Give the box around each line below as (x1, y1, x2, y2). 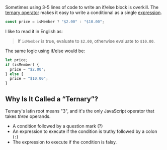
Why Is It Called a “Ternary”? (5, 95, 99, 103)
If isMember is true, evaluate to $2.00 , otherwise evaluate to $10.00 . (17, 38, 155, 44)
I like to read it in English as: (5, 28, 63, 34)
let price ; (5, 57, 28, 62)
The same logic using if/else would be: (5, 48, 86, 54)
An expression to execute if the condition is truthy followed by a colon (12, 128, 157, 134)
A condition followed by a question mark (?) (12, 123, 103, 129)
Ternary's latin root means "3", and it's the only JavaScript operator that (5, 108, 154, 114)
